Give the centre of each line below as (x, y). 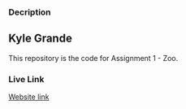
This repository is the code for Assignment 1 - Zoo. (93, 58)
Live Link (26, 79)
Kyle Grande (41, 39)
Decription (30, 12)
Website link (29, 97)
